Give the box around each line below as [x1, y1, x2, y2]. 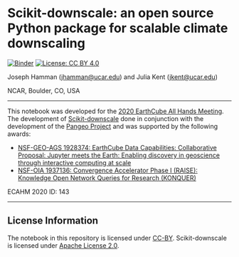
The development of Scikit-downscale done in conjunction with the [7, 114, 204, 122]
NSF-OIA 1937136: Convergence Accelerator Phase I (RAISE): [17, 166, 198, 174]
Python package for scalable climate [7, 20, 228, 36]
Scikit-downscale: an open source [7, 5, 214, 21]
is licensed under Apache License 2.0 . [7, 241, 119, 250]
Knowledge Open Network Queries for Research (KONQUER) [17, 173, 197, 182]
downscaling [7, 36, 85, 51]
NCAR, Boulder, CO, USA [7, 86, 80, 95]
